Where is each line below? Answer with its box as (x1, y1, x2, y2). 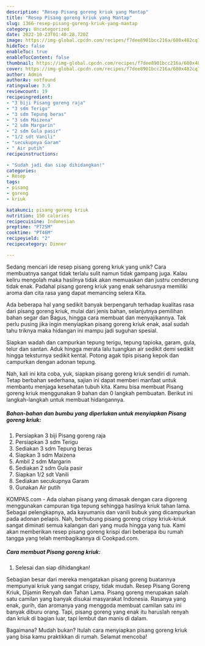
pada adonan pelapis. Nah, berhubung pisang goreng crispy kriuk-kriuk (6, 515, 186, 522)
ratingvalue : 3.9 (6, 83, 51, 89)
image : (6, 37, 23, 43)
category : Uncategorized (6, 26, 70, 32)
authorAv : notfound (6, 77, 56, 83)
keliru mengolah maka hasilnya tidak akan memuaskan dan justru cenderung (6, 276, 199, 283)
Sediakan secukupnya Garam (15, 477, 90, 484)
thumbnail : (6, 60, 34, 66)
